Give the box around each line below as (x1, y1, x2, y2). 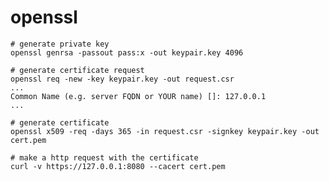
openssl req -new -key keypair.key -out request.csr (10, 74, 235, 84)
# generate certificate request (10, 65, 145, 75)
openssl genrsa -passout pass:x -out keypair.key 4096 (10, 47, 244, 58)
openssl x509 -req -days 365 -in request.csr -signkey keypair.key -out (10, 126, 320, 136)
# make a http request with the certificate (10, 152, 199, 163)
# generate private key (10, 39, 110, 49)
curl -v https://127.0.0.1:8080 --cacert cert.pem (10, 161, 226, 171)
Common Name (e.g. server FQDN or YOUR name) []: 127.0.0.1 (10, 91, 267, 101)
